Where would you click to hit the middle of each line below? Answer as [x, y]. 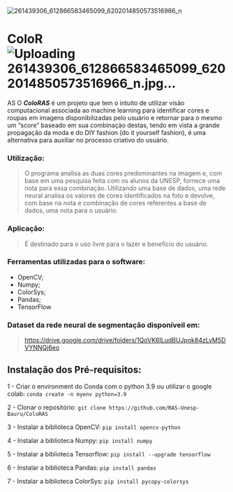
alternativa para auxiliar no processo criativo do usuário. [88, 140]
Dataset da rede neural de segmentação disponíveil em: [104, 325]
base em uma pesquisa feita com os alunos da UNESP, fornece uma [122, 181]
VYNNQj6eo [42, 348]
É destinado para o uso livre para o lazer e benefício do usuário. [116, 244]
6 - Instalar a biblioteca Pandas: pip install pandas [82, 468]
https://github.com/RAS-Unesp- [155, 408]
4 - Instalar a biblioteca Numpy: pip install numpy [80, 440]
